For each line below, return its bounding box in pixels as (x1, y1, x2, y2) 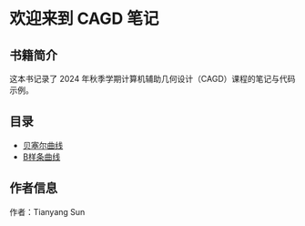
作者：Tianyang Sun (9, 206, 86, 217)
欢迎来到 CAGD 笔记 (9, 8, 159, 29)
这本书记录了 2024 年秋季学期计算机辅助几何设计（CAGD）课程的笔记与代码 (9, 74, 296, 84)
